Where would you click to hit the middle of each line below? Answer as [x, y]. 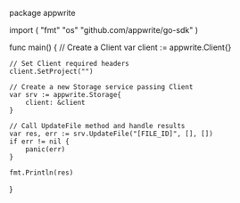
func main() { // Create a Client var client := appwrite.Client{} [120, 47]
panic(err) [46, 150]
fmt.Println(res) [41, 173]
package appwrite [42, 13]
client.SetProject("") [51, 71]
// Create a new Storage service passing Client [101, 87]
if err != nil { [39, 142]
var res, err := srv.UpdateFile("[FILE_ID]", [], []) [112, 134]
